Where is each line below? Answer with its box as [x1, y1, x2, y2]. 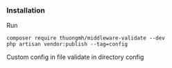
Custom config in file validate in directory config [6, 53, 144, 61]
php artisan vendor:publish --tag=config [6, 41, 128, 48]
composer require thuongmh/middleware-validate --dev [6, 35, 166, 42]
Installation [6, 6, 46, 15]
